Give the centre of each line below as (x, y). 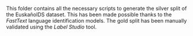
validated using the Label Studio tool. (52, 27)
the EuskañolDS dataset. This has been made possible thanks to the (89, 15)
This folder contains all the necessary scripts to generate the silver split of (96, 8)
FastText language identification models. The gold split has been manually (96, 21)
